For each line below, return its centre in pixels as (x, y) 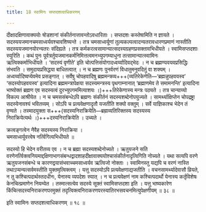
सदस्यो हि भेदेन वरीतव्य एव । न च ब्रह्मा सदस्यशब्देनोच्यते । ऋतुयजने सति (77, 149)
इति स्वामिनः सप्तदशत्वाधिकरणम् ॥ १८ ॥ (46, 202)
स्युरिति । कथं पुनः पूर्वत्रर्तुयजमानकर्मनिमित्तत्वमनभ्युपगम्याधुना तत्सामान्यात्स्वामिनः (82, 55)
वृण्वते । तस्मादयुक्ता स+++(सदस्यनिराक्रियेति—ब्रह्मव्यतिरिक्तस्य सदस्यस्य (78, 110)
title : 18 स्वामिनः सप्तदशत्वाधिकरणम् (43, 12)
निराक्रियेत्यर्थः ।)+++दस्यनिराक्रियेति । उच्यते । (54, 118)
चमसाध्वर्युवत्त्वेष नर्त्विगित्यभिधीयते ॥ (40, 137)
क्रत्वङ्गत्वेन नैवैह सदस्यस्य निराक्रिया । (44, 130)
